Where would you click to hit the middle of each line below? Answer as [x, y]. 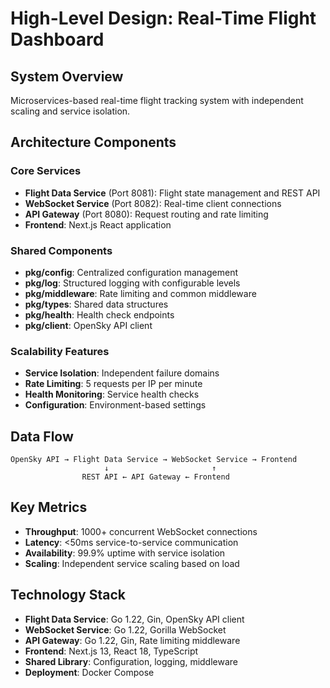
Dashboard [57, 39]
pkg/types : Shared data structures [96, 304]
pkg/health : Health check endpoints [99, 314]
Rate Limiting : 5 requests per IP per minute [113, 384]
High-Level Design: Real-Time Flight [163, 18]
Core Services [46, 171]
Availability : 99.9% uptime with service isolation [125, 553]
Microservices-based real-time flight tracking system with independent [157, 100]
